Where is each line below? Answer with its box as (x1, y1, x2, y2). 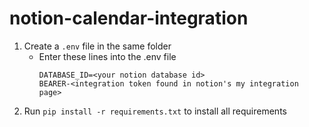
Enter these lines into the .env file (38, 50, 177, 62)
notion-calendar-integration (9, 7, 249, 30)
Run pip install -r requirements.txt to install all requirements (23, 105, 287, 117)
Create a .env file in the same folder (23, 40, 172, 52)
